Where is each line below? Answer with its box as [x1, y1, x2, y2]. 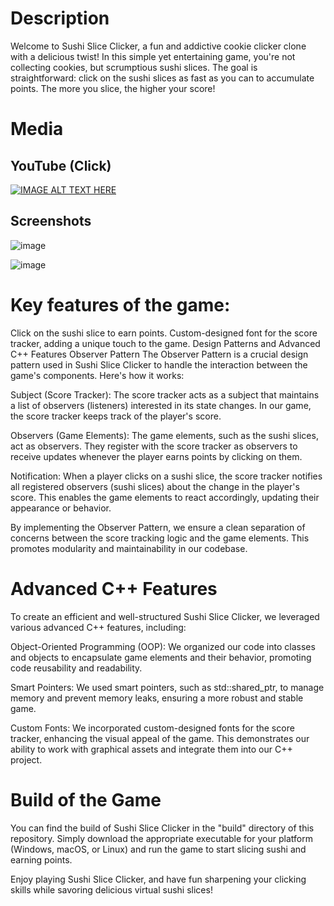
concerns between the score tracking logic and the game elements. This [10, 532, 310, 544]
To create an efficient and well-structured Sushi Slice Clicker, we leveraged [10, 610, 320, 622]
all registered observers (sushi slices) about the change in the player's [10, 480, 300, 492]
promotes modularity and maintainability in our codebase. [10, 542, 248, 554]
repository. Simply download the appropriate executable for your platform [10, 832, 313, 844]
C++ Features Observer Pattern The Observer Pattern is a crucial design [10, 348, 309, 360]
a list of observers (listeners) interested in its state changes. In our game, [10, 399, 312, 411]
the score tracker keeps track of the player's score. [10, 410, 222, 422]
